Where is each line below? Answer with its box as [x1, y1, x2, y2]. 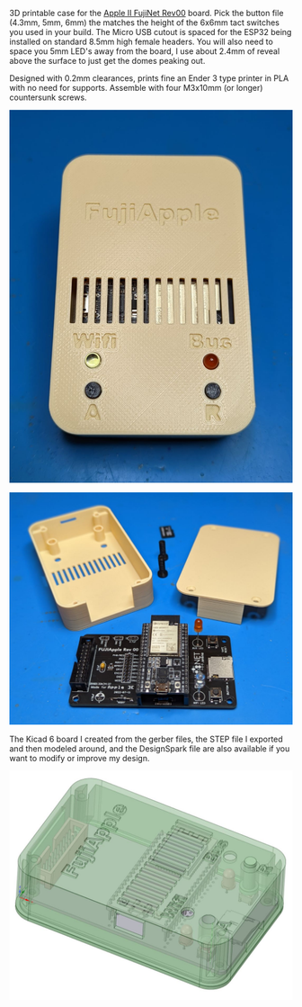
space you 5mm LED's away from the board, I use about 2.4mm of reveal [9, 46, 280, 57]
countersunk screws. [9, 92, 87, 103]
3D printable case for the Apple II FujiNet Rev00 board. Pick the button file [9, 8, 284, 18]
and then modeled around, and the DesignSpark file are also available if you [9, 742, 290, 754]
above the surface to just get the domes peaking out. [9, 56, 206, 66]
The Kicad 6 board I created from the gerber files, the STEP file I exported [9, 733, 283, 744]
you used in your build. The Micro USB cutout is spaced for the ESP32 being [9, 27, 292, 37]
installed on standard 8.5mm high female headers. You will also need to [9, 36, 274, 47]
